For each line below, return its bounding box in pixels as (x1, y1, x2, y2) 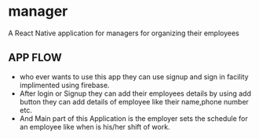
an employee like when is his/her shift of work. (19, 122, 170, 131)
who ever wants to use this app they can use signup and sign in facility (19, 71, 249, 81)
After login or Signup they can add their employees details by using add (19, 89, 251, 98)
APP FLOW (8, 51, 62, 64)
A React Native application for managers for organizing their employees (8, 28, 239, 38)
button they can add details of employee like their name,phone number (19, 97, 250, 106)
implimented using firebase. (19, 80, 110, 90)
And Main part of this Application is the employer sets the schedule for (19, 113, 249, 123)
